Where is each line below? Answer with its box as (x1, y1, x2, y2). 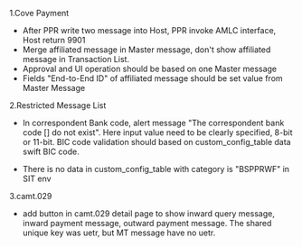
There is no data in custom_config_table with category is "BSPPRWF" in (22, 164, 290, 174)
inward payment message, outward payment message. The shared (22, 218, 272, 228)
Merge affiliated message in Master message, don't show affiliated (22, 44, 271, 55)
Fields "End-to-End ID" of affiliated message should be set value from (22, 73, 283, 84)
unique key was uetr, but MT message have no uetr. (22, 227, 216, 238)
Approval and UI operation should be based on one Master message (22, 63, 278, 74)
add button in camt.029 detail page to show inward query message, (22, 208, 276, 219)
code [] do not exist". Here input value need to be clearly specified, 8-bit (22, 127, 293, 138)
